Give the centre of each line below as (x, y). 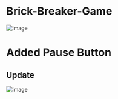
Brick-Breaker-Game (59, 11)
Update (21, 75)
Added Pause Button (59, 53)
